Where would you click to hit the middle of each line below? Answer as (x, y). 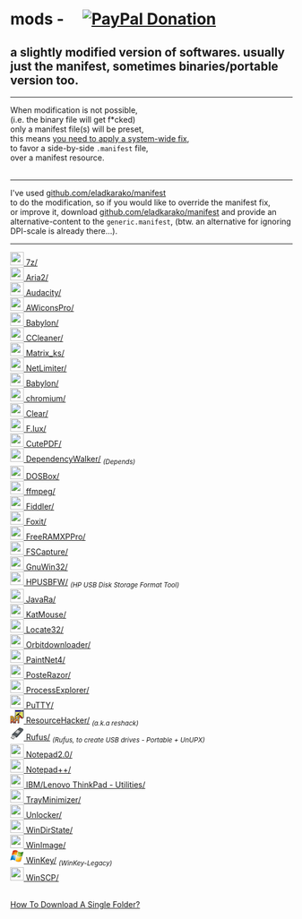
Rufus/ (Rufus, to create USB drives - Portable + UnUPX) (115, 739)
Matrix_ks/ (45, 353)
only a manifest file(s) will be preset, (77, 129)
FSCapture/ (47, 552)
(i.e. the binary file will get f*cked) (73, 120)
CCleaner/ (44, 338)
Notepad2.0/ (49, 755)
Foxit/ (36, 521)
